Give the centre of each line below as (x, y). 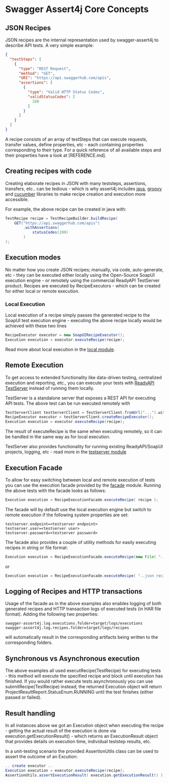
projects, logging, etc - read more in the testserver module (66, 452)
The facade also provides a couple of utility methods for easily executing (81, 542)
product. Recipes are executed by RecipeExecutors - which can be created (83, 285)
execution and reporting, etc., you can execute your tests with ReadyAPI (80, 383)
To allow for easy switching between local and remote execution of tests (80, 480)
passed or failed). (23, 697)
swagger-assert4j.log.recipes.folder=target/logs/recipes (67, 628)
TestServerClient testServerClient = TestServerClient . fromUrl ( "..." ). (82, 412)
